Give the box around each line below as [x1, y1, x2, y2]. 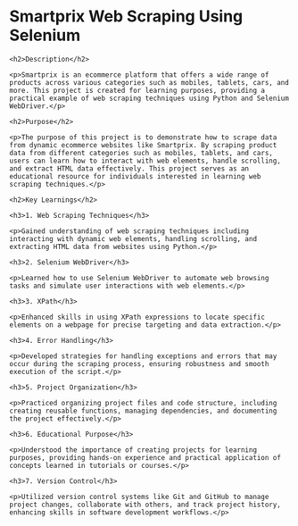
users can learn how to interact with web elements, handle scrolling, [9, 156, 281, 165]
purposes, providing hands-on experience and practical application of [9, 453, 281, 462]
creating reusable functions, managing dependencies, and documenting [9, 406, 277, 415]
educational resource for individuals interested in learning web [9, 171, 261, 180]
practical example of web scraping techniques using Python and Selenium [9, 94, 290, 103]
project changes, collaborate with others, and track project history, [9, 500, 281, 509]
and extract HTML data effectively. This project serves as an [9, 163, 250, 173]
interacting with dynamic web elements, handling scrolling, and [9, 234, 257, 243]
